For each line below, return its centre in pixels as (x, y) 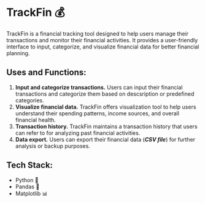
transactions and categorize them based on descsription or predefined (105, 94)
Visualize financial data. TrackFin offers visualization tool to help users (106, 107)
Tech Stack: (30, 165)
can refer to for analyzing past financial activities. (78, 132)
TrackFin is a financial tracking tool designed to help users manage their (98, 33)
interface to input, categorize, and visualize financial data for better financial (103, 47)
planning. (18, 53)
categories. (29, 100)
